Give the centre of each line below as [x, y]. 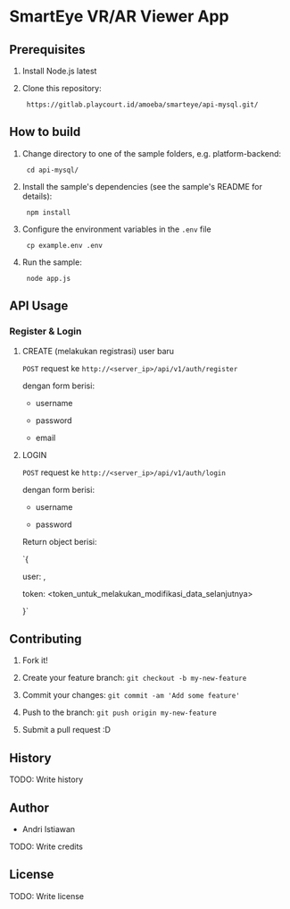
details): [37, 196]
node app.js [49, 278]
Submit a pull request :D [66, 730]
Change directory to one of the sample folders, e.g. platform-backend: [152, 153]
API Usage [39, 306]
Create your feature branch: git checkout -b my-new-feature [134, 678]
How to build [45, 132]
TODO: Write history [46, 779]
